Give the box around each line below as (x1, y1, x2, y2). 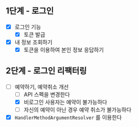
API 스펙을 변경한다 (23, 90, 70, 98)
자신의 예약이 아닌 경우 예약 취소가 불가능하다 (23, 106, 132, 114)
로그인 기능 (14, 23, 42, 31)
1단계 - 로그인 (5, 5, 54, 16)
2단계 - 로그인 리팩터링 (5, 66, 87, 76)
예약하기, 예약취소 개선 (14, 83, 69, 90)
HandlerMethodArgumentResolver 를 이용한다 (14, 114, 122, 121)
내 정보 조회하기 (14, 38, 53, 46)
